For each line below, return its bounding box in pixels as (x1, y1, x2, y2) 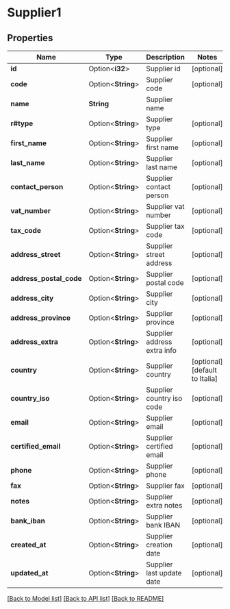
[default (191, 365, 217, 375)
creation (146, 540, 173, 549)
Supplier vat (146, 202, 185, 211)
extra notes (146, 501, 183, 510)
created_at (10, 540, 47, 549)
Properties (7, 32, 53, 44)
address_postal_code (10, 274, 82, 283)
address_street (10, 250, 61, 259)
